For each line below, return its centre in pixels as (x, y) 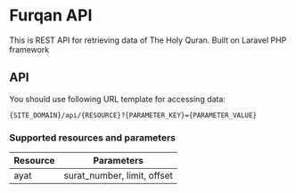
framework (29, 49)
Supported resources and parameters (93, 137)
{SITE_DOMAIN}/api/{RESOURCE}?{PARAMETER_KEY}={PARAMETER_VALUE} (133, 115)
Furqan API (51, 16)
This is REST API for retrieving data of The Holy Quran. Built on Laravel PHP (148, 40)
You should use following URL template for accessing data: (117, 99)
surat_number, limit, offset (119, 176)
